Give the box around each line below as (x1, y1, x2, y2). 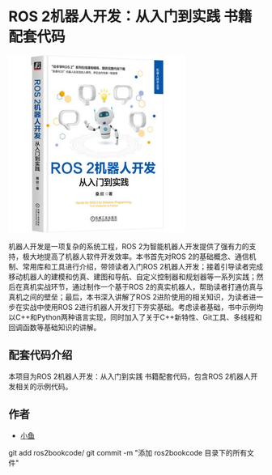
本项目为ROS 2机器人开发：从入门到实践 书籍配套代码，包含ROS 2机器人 (8, 371, 251, 381)
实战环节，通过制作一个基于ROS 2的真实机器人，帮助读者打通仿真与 (36, 282, 264, 291)
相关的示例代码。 (15, 381, 73, 391)
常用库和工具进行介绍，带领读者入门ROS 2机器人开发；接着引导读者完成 (22, 261, 264, 271)
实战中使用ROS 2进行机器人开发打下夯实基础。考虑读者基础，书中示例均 (22, 302, 264, 312)
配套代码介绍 (8, 349, 73, 363)
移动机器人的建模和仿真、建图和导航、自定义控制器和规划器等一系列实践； (8, 272, 257, 282)
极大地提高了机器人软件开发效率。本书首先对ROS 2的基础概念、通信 (22, 252, 249, 261)
